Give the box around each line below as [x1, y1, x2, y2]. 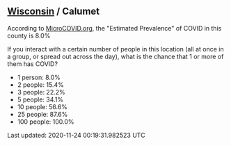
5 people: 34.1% [17, 95, 64, 104]
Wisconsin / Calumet [7, 6, 100, 17]
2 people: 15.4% [17, 80, 64, 89]
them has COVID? [7, 59, 58, 68]
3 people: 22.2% [17, 88, 66, 96]
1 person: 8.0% [17, 73, 61, 81]
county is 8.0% [7, 31, 51, 40]
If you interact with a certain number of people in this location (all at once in [7, 44, 224, 53]
